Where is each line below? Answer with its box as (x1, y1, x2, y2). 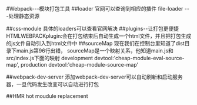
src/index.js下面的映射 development (6, 55, 93, 61)
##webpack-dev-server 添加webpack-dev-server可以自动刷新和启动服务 (6, 73, 183, 80)
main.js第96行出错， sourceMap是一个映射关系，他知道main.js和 (16, 47, 173, 54)
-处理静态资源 (6, 12, 40, 19)
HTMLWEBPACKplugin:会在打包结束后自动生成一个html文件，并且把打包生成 (6, 32, 192, 40)
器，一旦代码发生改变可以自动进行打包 (6, 81, 99, 87)
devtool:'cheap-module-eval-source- (94, 55, 185, 61)
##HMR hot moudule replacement (6, 93, 88, 99)
